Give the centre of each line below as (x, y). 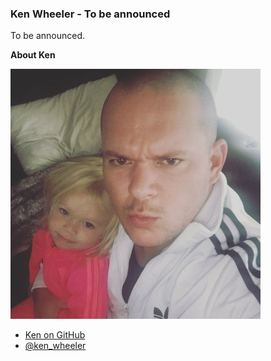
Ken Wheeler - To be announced (90, 14)
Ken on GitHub (55, 335)
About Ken (33, 55)
